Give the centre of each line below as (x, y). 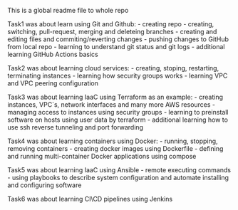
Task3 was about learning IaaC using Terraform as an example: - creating (115, 97)
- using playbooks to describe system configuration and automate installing (118, 178)
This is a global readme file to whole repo (68, 10)
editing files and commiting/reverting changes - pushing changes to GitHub (118, 39)
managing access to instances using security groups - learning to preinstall (118, 112)
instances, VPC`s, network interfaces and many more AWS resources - (112, 105)
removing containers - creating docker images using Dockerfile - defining (115, 148)
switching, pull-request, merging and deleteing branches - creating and (112, 32)
